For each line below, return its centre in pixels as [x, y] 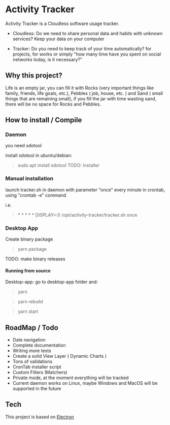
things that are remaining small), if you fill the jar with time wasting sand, [81, 98]
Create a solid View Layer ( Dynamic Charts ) [59, 356]
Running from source [28, 271]
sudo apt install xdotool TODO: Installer [59, 165]
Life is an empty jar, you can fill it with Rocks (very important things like [80, 88]
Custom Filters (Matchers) [40, 373]
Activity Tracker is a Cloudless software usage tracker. [62, 23]
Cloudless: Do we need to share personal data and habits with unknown [88, 33]
